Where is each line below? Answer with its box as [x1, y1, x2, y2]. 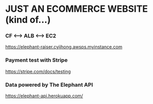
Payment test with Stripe [5, 57, 68, 64]
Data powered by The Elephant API [5, 81, 93, 88]
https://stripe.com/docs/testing [5, 68, 71, 74]
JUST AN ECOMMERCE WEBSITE [5, 3, 148, 15]
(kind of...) [5, 14, 51, 26]
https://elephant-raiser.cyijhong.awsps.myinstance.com [5, 44, 122, 50]
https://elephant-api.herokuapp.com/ [5, 93, 83, 99]
